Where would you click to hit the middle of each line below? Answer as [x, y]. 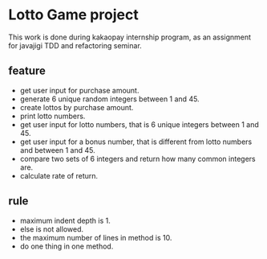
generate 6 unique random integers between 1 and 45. [109, 99]
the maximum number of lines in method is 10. [96, 237]
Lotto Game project [73, 15]
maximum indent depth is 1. [65, 220]
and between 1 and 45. [57, 150]
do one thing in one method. [67, 246]
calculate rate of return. [59, 175]
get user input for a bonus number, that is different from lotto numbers [136, 142]
